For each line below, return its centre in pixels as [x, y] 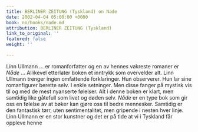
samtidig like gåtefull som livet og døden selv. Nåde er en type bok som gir [97, 97]
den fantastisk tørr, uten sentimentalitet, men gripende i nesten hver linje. [95, 110]
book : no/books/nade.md [35, 22]
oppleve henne [24, 123]
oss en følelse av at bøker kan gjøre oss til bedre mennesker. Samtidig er [94, 104]
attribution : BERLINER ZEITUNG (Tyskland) [59, 28]
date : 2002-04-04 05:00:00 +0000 [47, 17]
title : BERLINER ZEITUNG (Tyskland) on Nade [62, 11]
